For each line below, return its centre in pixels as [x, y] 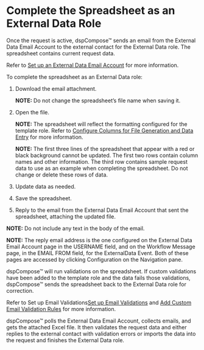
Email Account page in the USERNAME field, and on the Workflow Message [101, 247]
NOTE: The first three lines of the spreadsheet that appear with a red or [105, 149]
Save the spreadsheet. [43, 198]
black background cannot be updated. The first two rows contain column [107, 155]
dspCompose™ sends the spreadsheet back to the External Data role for [97, 284]
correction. [20, 290]
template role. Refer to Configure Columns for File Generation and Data [104, 130]
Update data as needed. [45, 186]
